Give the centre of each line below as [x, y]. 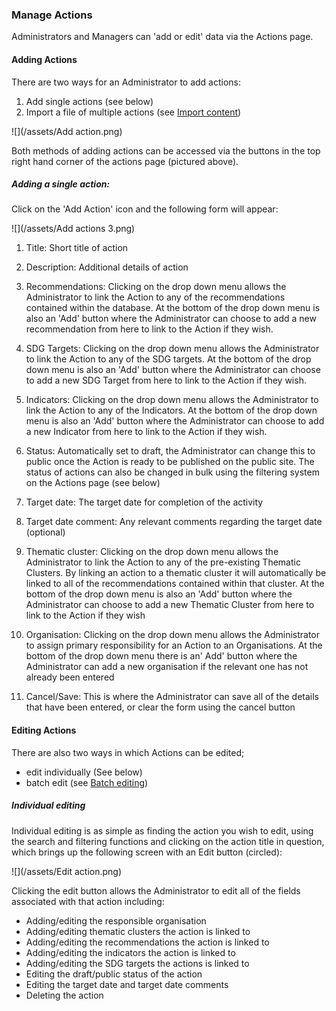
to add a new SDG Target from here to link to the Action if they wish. [166, 380]
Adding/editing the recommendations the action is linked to [147, 942]
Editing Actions [44, 730]
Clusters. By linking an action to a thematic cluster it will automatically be [176, 573]
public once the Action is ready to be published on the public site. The [170, 462]
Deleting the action [64, 995]
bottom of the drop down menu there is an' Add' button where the [161, 656]
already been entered [70, 677]
